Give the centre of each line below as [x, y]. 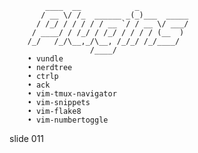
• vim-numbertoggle [68, 120]
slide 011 [27, 138]
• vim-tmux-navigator [72, 94]
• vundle [45, 59]
